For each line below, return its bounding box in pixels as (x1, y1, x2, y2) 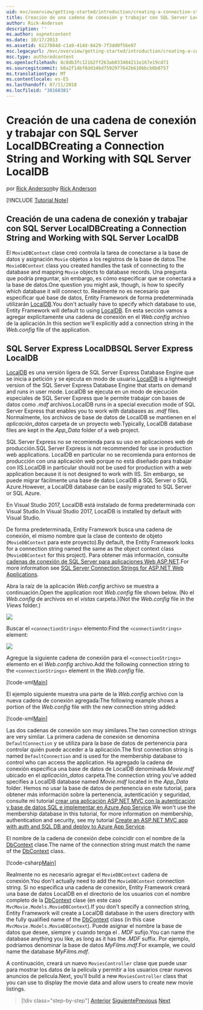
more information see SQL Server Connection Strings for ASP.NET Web (6, 564, 184, 571)
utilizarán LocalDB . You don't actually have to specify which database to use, (6, 300, 196, 307)
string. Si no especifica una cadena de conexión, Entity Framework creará (6, 884, 190, 891)
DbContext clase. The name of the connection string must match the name (6, 841, 191, 849)
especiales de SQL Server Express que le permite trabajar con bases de (6, 394, 185, 402)
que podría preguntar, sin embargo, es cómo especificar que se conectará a (6, 274, 196, 281)
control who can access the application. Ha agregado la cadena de (6, 759, 173, 766)
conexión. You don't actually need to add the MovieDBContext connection (6, 877, 185, 885)
